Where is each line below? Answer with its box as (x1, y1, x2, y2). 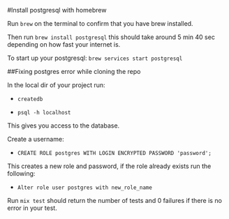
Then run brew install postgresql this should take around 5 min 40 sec (7, 33, 215, 41)
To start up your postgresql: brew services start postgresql (7, 54, 183, 62)
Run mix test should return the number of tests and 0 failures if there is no (7, 197, 222, 204)
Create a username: (7, 135, 64, 143)
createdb (17, 96, 43, 103)
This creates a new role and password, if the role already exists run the (7, 162, 212, 170)
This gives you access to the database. (7, 121, 120, 130)
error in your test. (7, 204, 57, 212)
